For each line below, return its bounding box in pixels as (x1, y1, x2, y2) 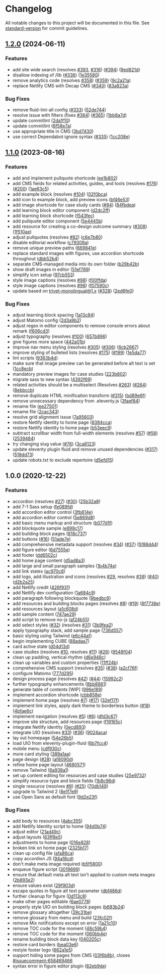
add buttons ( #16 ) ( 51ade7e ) (12, 536, 71, 542)
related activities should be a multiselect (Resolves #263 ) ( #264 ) (12, 381, 147, 387)
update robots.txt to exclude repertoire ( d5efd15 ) (12, 457, 114, 463)
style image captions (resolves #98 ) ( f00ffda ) (12, 277, 107, 283)
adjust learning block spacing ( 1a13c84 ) (12, 312, 95, 318)
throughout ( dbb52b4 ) (12, 255, 59, 261)
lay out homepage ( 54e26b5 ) (12, 734, 74, 741)
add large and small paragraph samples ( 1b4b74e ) (12, 562, 117, 569)
